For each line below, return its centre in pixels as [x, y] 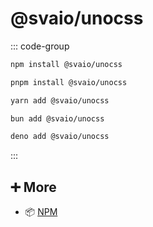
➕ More [33, 187]
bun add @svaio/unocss [57, 118]
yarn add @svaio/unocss [60, 100]
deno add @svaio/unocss [60, 137]
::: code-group [40, 46]
